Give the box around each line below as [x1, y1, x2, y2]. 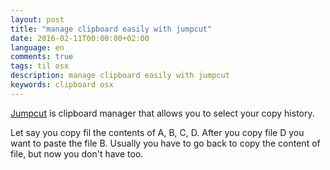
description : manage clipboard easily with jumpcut [10, 71, 230, 81]
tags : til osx [10, 61, 70, 71]
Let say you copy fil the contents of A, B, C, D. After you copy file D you [10, 126, 305, 138]
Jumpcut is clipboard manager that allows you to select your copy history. [10, 107, 315, 119]
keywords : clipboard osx [10, 80, 114, 90]
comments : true [10, 52, 74, 62]
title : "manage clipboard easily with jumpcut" [10, 24, 213, 34]
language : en [10, 42, 65, 53]
